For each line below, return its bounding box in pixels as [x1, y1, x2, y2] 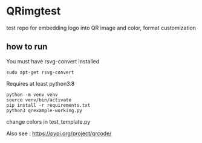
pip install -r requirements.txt [6, 102, 91, 108]
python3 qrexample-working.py [6, 107, 83, 113]
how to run [6, 42, 48, 52]
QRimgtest [6, 4, 61, 18]
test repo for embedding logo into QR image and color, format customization [6, 24, 197, 31]
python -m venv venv [6, 92, 59, 98]
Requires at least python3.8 [6, 80, 75, 87]
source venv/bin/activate [6, 97, 71, 103]
